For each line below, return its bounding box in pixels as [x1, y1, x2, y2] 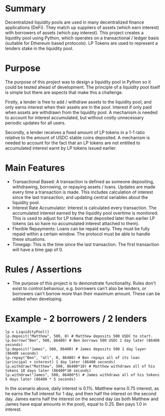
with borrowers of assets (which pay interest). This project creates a [5, 30, 144, 35]
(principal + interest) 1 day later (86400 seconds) [5, 359, 116, 364]
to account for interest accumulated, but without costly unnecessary [5, 114, 144, 121]
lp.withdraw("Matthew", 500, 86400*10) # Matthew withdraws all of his [5, 364, 155, 369]
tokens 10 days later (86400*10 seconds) [5, 368, 92, 373]
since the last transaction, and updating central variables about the [12, 194, 148, 200]
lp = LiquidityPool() [5, 329, 50, 334]
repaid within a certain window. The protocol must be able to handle [12, 231, 150, 237]
